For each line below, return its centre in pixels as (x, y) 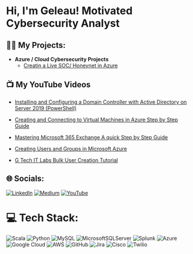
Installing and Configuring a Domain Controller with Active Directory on (101, 102)
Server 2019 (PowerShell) (46, 108)
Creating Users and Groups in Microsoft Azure (71, 149)
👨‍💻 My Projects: (36, 45)
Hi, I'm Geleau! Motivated (69, 11)
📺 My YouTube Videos (49, 85)
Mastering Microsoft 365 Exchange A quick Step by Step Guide (91, 137)
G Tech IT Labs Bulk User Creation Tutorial (66, 160)
